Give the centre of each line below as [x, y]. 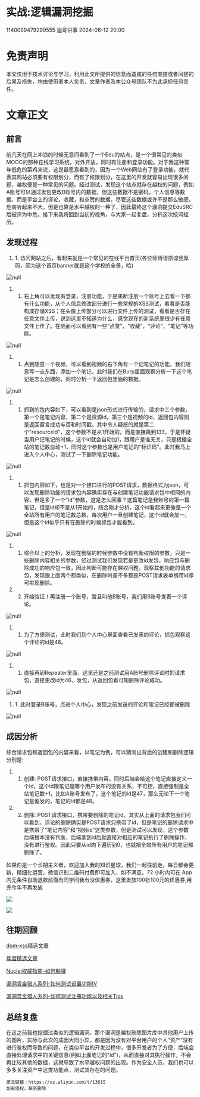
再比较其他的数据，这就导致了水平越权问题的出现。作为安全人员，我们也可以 [100, 1062]
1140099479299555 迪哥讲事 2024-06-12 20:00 [65, 30]
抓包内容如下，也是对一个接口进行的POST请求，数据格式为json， [104, 485]
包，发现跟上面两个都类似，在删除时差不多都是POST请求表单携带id [106, 575]
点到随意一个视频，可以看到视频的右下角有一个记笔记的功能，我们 [104, 364]
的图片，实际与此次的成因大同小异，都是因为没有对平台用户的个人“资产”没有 [100, 1040]
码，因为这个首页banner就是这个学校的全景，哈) [74, 265]
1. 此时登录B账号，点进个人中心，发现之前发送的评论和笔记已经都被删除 [102, 704]
